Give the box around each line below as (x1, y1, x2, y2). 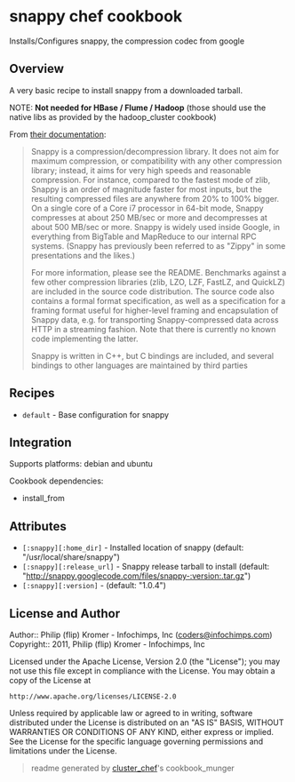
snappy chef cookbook (9, 6, 183, 27)
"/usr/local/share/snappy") (21, 552, 120, 563)
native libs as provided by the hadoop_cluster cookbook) (9, 111, 217, 122)
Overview (9, 61, 65, 76)
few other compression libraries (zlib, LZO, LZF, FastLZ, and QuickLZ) (30, 276, 286, 287)
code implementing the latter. (30, 333, 139, 344)
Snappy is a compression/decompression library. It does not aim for (30, 146, 280, 156)
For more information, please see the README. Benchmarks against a (30, 267, 287, 277)
